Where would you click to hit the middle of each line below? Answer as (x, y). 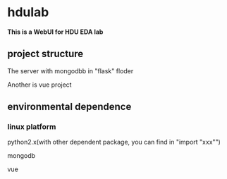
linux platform (32, 127)
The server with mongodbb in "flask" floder (70, 70)
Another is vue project (39, 85)
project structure (45, 54)
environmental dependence (69, 107)
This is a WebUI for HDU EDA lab (55, 32)
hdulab (28, 12)
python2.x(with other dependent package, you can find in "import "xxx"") (114, 142)
